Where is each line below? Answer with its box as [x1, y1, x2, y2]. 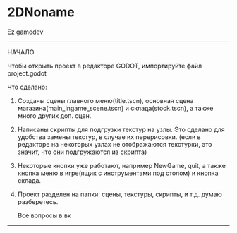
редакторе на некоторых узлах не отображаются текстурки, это [17, 140, 212, 148]
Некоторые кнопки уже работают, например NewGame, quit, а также [17, 161, 226, 169]
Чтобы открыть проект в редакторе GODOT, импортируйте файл [7, 61, 202, 70]
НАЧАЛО [7, 47, 35, 56]
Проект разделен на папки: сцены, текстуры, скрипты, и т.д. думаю [17, 190, 222, 198]
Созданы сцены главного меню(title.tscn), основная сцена [17, 96, 194, 104]
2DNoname [7, 4, 75, 20]
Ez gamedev [7, 28, 44, 36]
